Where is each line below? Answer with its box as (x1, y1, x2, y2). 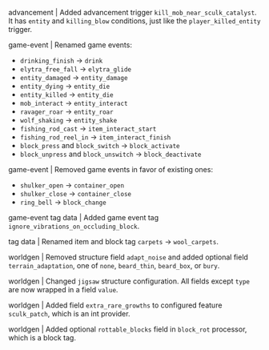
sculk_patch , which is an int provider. (8, 309, 130, 318)
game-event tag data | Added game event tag (8, 213, 159, 222)
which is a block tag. (8, 333, 76, 342)
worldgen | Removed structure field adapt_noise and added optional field (8, 252, 248, 262)
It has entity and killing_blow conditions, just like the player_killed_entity (8, 16, 261, 26)
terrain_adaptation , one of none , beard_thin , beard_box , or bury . (8, 261, 220, 270)
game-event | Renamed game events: (8, 40, 132, 50)
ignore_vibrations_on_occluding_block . (8, 221, 140, 231)
